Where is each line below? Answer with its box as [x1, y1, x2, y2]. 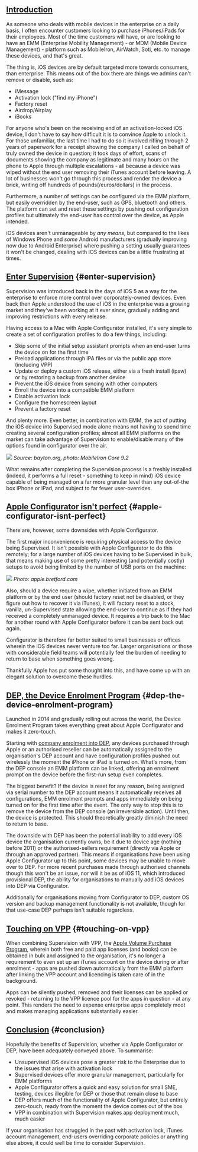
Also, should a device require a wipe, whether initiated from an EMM [6, 587, 173, 594]
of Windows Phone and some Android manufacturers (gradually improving [6, 236, 187, 243]
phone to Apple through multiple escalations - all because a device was [6, 162, 180, 169]
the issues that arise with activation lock [14, 1065, 113, 1072]
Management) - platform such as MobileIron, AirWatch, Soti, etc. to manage [6, 46, 190, 53]
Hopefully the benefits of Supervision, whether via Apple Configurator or [6, 1040, 183, 1048]
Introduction [6, 5, 53, 15]
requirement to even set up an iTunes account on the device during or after [6, 959, 189, 966]
